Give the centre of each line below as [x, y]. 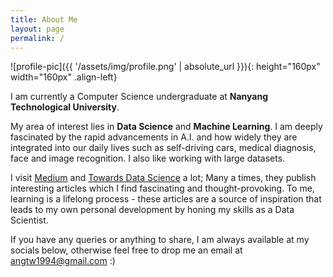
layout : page [37, 29]
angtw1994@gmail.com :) [63, 261]
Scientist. [29, 220]
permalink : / [37, 38]
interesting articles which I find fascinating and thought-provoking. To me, [162, 188]
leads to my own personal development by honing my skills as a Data [152, 210]
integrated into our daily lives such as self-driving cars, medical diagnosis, [163, 148]
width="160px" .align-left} [64, 77]
